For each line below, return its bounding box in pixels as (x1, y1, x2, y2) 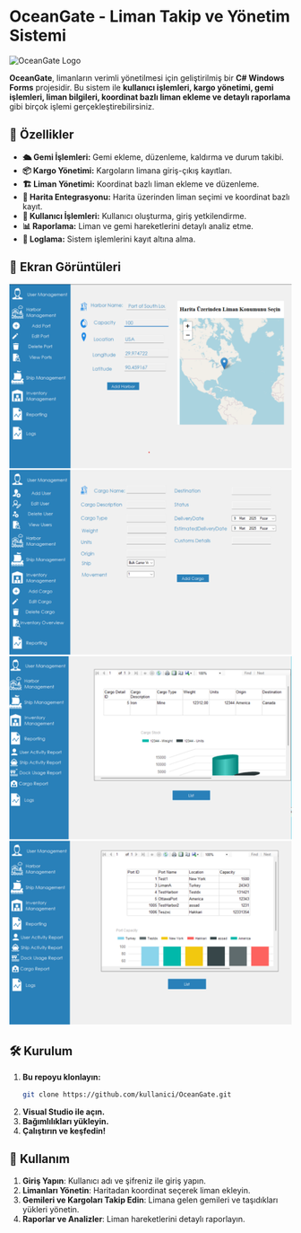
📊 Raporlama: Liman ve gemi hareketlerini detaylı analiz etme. (21, 220, 254, 231)
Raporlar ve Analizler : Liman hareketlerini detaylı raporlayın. (21, 1213, 245, 1224)
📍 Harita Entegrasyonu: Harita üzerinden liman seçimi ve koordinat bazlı (21, 191, 290, 202)
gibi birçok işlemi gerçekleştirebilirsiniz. (9, 101, 155, 111)
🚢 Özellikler (9, 128, 74, 143)
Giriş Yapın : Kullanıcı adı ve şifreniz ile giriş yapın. (21, 1175, 206, 1186)
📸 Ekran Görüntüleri (9, 260, 121, 275)
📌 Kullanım (9, 1151, 70, 1167)
